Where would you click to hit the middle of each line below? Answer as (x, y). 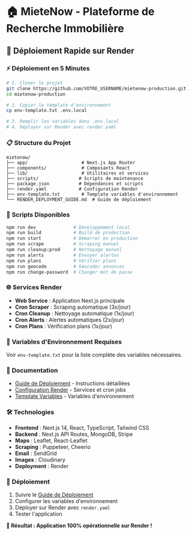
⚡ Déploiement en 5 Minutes (48, 68)
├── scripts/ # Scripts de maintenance (75, 179)
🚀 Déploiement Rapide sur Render (70, 51)
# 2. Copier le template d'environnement (59, 105)
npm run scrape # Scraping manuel (63, 244)
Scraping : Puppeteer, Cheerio (53, 447)
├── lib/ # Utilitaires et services (77, 173)
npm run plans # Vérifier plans (61, 261)
